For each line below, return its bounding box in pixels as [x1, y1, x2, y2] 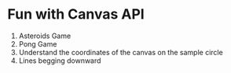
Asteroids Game [18, 31, 71, 40]
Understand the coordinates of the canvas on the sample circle [18, 47, 223, 57]
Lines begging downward [18, 56, 101, 65]
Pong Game [18, 39, 57, 48]
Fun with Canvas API [7, 5, 145, 23]
